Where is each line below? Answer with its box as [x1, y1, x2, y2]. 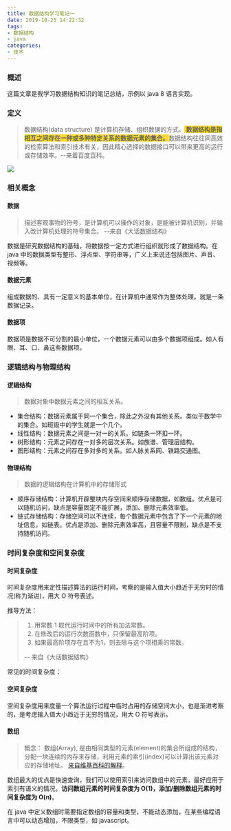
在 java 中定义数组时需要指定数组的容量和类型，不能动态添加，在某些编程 [7, 808, 215, 816]
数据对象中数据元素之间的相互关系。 [23, 397, 127, 406]
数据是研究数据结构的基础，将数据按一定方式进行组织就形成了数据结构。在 [7, 241, 218, 250]
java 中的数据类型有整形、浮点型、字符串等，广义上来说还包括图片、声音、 [7, 250, 219, 259]
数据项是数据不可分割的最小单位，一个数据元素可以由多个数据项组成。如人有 [7, 335, 224, 343]
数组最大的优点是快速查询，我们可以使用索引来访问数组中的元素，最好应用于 [7, 775, 224, 783]
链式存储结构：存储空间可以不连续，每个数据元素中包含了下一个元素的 [16, 512, 217, 521]
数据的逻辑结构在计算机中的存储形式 [23, 480, 127, 488]
